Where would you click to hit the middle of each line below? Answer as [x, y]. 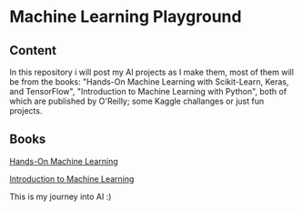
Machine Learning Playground [126, 17]
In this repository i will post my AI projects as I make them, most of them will [151, 72]
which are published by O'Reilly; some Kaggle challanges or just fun [137, 101]
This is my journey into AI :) [61, 196]
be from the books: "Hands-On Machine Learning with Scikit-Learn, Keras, [149, 82]
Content [33, 50]
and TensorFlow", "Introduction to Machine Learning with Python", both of [148, 91]
